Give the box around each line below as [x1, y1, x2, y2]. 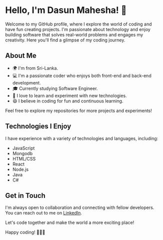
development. [12, 79, 41, 85]
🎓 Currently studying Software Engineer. [12, 85, 98, 91]
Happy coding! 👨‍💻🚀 [5, 229, 45, 235]
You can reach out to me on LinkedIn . [5, 210, 82, 216]
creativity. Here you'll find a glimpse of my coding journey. [5, 37, 125, 43]
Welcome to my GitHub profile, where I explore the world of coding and [5, 21, 152, 27]
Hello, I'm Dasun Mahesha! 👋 [5, 4, 127, 16]
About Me [5, 51, 36, 60]
